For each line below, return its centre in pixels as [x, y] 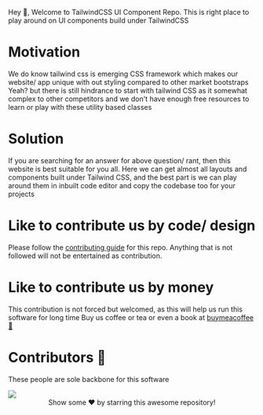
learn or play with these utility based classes [80, 107]
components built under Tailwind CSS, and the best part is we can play [122, 177]
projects [22, 194]
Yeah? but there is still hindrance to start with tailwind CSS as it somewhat [128, 90]
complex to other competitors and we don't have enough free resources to [129, 99]
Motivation [44, 52]
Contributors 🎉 [57, 357]
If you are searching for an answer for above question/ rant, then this [120, 160]
